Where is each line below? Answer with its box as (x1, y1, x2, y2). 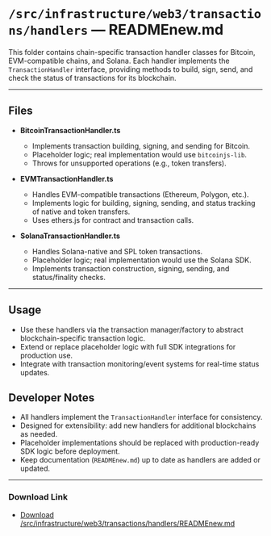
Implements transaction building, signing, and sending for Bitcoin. (31, 140, 250, 151)
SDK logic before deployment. (19, 446, 120, 456)
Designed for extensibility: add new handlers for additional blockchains (19, 421, 256, 430)
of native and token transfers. (31, 207, 131, 216)
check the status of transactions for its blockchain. (8, 73, 177, 82)
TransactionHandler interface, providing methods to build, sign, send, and (8, 64, 253, 74)
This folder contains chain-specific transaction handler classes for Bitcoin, (8, 47, 256, 57)
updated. (19, 463, 51, 474)
